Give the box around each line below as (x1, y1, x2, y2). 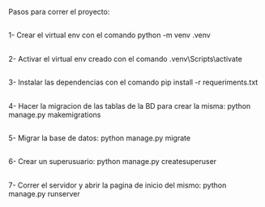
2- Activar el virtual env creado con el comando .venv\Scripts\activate (8, 54, 243, 63)
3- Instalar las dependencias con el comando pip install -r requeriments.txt (8, 77, 259, 88)
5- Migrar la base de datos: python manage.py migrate (8, 133, 191, 143)
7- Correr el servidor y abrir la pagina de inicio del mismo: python (8, 180, 227, 190)
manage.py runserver (8, 188, 81, 198)
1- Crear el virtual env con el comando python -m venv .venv (8, 30, 211, 40)
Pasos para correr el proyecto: (8, 7, 110, 16)
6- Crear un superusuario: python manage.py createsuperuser (8, 157, 217, 166)
